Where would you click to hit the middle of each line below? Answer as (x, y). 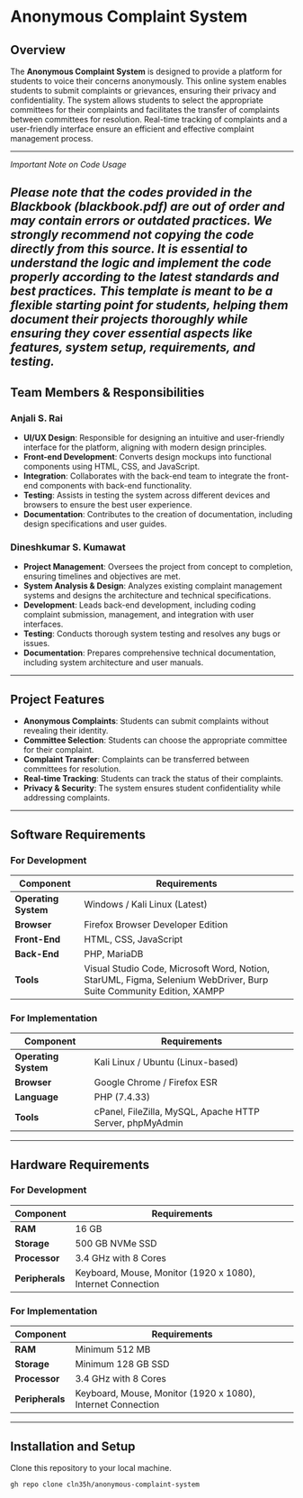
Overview (38, 50)
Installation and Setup (73, 1446)
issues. (36, 644)
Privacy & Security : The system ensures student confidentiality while (152, 788)
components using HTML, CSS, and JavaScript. (111, 467)
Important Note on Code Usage (68, 164)
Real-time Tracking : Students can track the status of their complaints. (153, 779)
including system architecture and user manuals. (113, 662)
